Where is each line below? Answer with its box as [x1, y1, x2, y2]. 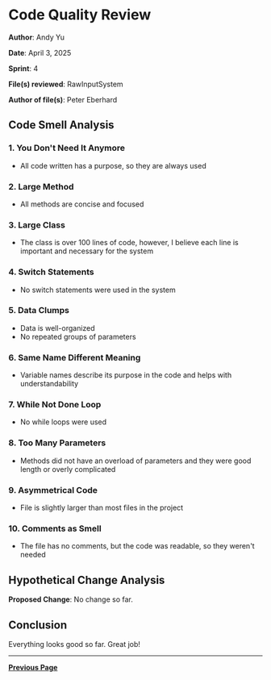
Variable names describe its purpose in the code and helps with [19, 370, 232, 380]
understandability [19, 379, 79, 389]
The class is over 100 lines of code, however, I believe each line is [19, 238, 240, 248]
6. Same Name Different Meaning [8, 352, 141, 363]
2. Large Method [8, 181, 74, 192]
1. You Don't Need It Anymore [8, 143, 126, 154]
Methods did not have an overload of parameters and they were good [19, 456, 252, 465]
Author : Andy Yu [8, 32, 65, 42]
